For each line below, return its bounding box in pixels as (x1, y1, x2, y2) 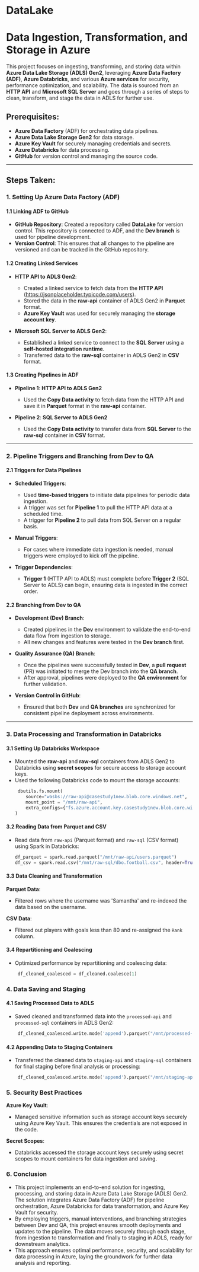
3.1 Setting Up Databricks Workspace (6, 745, 99, 752)
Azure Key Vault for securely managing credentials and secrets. (14, 140, 172, 147)
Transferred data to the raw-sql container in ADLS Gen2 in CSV (23, 351, 179, 359)
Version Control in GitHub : (14, 692, 81, 699)
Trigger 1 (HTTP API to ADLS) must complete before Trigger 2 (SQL (23, 575, 190, 582)
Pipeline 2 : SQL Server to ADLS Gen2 (14, 413, 108, 421)
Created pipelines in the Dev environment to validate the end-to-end (23, 626, 191, 633)
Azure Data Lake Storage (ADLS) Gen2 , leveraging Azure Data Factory (6, 69, 181, 76)
